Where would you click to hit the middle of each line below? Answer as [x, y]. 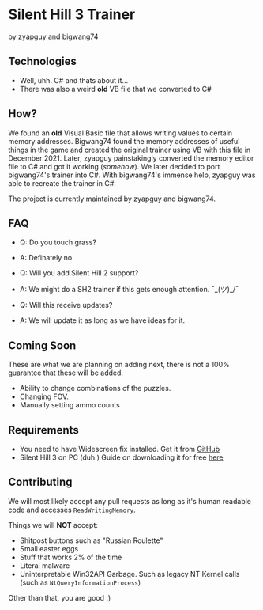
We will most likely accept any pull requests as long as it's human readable [130, 501]
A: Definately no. [47, 258]
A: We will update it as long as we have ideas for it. [102, 320]
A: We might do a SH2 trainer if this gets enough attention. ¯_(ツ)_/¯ [129, 290]
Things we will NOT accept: [53, 525]
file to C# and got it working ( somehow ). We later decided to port [114, 166]
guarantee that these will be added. [66, 373]
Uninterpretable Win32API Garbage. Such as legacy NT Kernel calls [130, 574]
